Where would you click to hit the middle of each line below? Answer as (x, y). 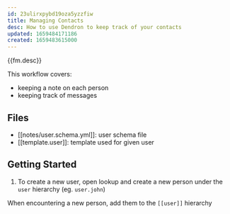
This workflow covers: (40, 74)
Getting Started (42, 165)
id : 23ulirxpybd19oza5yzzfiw (50, 14)
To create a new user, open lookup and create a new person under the (120, 181)
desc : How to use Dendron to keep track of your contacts (94, 27)
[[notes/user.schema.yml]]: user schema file (82, 135)
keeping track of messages (57, 96)
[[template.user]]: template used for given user (86, 142)
